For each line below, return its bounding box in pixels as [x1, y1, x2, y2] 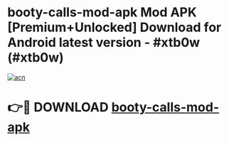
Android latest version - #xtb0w [7, 35, 201, 50]
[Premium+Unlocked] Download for [7, 19, 222, 35]
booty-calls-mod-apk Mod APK [7, 4, 197, 21]
